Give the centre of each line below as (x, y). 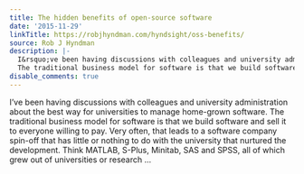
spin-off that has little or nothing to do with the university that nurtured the (148, 140)
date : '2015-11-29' (46, 26)
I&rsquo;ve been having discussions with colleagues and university (149, 60)
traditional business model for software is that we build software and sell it (148, 121)
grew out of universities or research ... (81, 160)
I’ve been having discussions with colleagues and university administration (149, 102)
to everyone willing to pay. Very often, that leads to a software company (143, 131)
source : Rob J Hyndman (52, 43)
